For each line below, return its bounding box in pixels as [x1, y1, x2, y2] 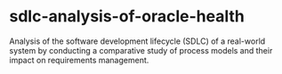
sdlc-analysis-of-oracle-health [9, 6, 245, 27]
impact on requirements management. [9, 54, 149, 65]
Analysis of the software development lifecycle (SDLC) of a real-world [9, 36, 266, 46]
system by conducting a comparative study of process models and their [9, 45, 273, 55]
